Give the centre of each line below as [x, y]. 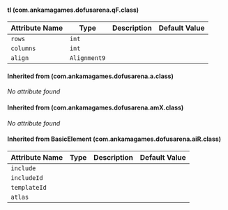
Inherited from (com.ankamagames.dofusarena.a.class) [91, 76]
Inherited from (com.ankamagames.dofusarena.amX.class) [96, 107]
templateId [29, 187]
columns [23, 48]
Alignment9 [88, 58]
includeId [27, 178]
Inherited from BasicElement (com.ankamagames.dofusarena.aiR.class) [114, 139]
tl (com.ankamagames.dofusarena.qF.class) [73, 10]
